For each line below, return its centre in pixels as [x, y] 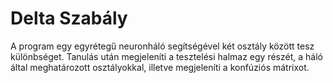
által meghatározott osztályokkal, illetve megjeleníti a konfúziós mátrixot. [160, 67]
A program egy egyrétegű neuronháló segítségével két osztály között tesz [162, 46]
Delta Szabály [69, 18]
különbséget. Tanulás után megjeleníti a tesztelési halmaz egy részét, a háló [166, 56]
